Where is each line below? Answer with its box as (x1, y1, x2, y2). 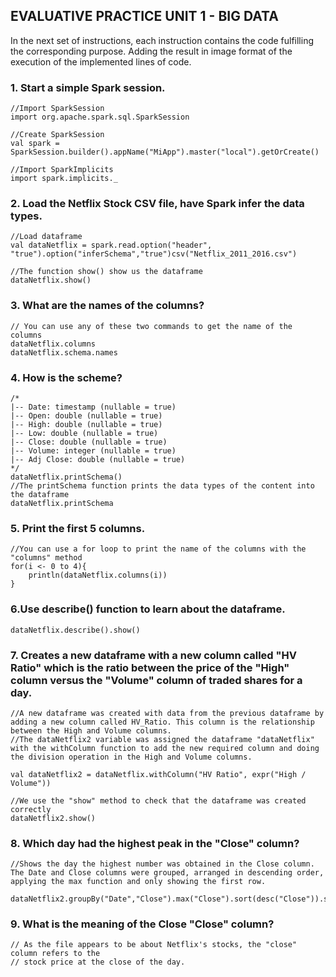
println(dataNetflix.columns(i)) (28, 570, 168, 581)
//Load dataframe (10, 232, 83, 242)
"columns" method (10, 553, 83, 563)
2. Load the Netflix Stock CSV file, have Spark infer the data (10, 197, 305, 211)
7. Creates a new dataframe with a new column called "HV (10, 648, 298, 662)
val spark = (10, 139, 60, 149)
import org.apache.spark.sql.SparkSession (10, 112, 190, 123)
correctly (10, 804, 52, 814)
